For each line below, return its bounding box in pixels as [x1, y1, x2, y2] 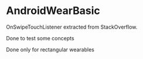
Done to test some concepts [6, 34, 74, 41]
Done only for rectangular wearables [6, 46, 95, 53]
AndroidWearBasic [6, 4, 101, 18]
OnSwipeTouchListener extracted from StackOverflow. [6, 23, 138, 30]
